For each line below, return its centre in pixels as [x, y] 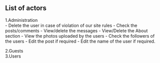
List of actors [26, 8]
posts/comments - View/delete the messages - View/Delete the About [77, 31]
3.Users [13, 56]
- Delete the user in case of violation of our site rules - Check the [71, 25]
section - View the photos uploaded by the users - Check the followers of [80, 36]
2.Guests [14, 51]
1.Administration [21, 20]
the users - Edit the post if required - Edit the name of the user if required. [80, 41]
